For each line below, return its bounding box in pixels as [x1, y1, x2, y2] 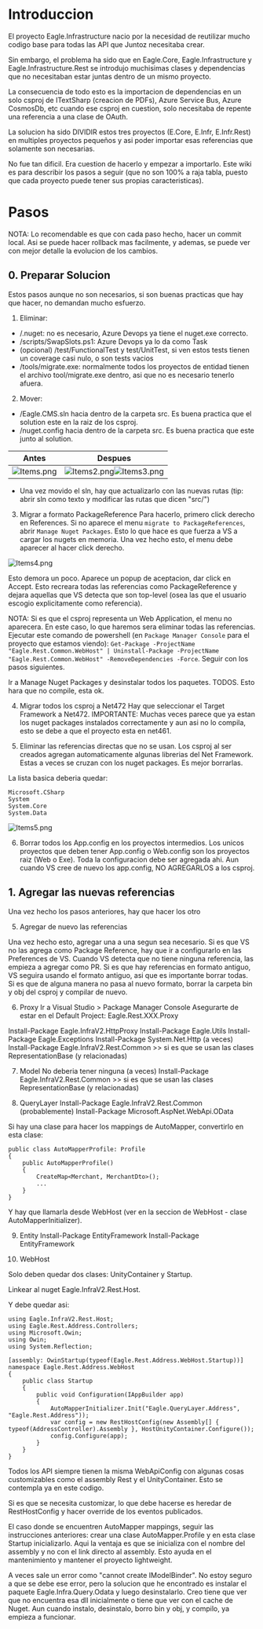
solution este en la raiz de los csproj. [19, 417, 139, 426]
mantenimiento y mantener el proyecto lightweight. [8, 1555, 173, 1565]
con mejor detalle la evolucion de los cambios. [8, 246, 159, 255]
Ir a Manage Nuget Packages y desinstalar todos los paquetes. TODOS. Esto [8, 677, 255, 686]
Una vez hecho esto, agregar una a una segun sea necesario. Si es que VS [8, 937, 250, 946]
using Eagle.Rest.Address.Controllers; [8, 1322, 139, 1330]
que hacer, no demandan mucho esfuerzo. [8, 298, 146, 307]
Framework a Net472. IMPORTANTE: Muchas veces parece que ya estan [19, 709, 255, 719]
